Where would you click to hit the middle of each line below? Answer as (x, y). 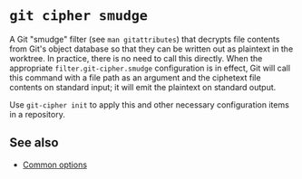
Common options (55, 165)
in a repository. (37, 114)
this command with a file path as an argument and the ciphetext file (135, 77)
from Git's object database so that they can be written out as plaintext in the (151, 49)
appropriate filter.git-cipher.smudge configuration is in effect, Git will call (150, 68)
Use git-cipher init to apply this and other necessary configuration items (150, 104)
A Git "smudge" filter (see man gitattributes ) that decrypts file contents (145, 39)
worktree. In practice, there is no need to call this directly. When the (136, 58)
